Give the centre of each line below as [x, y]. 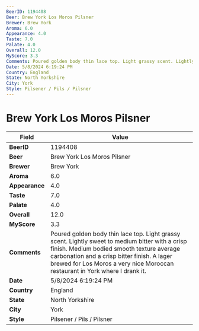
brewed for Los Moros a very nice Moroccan [112, 263]
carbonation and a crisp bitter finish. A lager [111, 256]
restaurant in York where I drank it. [98, 270]
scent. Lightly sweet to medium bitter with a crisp [118, 241]
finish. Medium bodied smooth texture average [115, 249]
